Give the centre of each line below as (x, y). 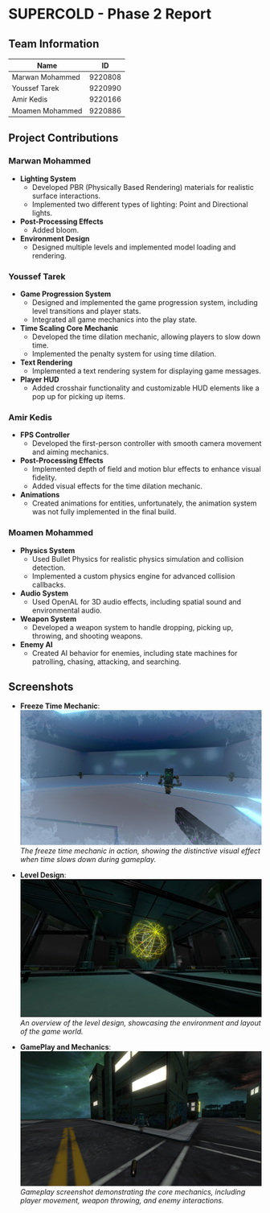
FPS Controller (45, 435)
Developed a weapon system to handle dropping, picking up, (133, 627)
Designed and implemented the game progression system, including (145, 302)
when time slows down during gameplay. (88, 860)
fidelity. (44, 478)
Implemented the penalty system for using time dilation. (124, 353)
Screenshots (41, 686)
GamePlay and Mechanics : (65, 1047)
